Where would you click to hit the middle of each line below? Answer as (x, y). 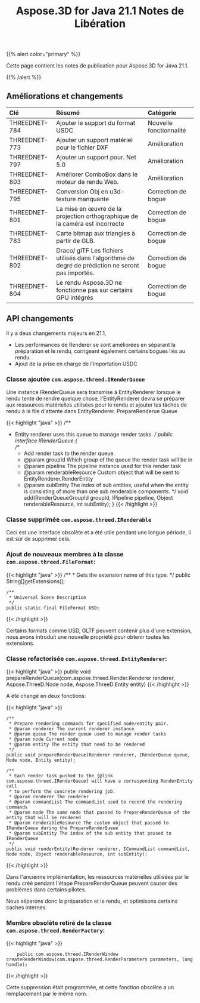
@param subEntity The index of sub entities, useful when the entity (106, 485)
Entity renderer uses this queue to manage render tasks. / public (94, 435)
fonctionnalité (167, 130)
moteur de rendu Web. (87, 182)
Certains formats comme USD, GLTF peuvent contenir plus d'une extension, (99, 630)
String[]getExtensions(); (36, 581)
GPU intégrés (75, 298)
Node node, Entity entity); (41, 760)
